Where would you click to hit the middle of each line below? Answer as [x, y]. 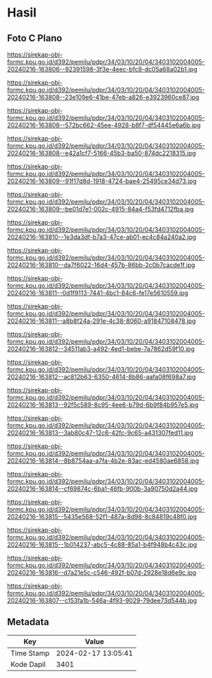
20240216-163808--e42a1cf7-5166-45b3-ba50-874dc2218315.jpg [102, 153]
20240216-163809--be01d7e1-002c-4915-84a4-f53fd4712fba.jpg [101, 209]
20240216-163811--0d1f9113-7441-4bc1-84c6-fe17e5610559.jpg [98, 293]
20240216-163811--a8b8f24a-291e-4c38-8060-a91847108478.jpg [102, 321]
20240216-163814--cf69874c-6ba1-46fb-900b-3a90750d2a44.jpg [102, 489]
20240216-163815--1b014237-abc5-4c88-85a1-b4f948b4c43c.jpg [102, 544]
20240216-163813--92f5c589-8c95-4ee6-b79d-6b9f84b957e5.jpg [103, 405]
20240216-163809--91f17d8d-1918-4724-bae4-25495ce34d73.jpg [102, 181]
